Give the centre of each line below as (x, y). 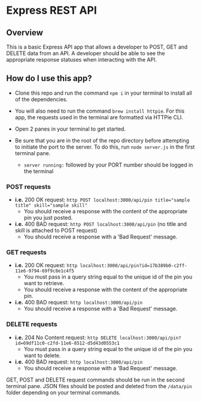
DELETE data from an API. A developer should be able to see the (86, 53)
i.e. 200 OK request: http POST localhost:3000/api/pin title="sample (102, 200)
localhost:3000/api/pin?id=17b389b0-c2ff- (133, 266)
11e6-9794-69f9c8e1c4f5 (45, 271)
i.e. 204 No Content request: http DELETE (66, 337)
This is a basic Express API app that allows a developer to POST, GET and (97, 47)
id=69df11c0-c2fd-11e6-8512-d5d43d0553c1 (67, 343)
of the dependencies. (41, 99)
